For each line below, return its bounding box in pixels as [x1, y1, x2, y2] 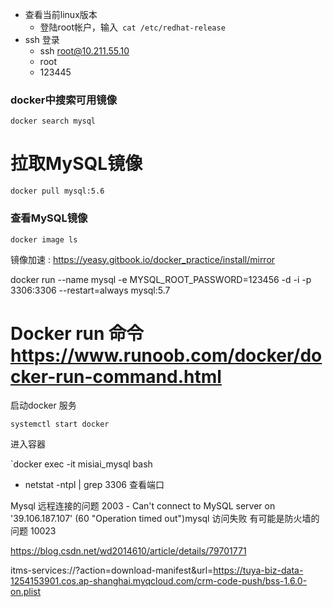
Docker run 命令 [10, 322, 145, 345]
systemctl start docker [10, 419, 110, 430]
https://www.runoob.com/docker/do [10, 344, 323, 367]
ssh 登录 [24, 34, 60, 45]
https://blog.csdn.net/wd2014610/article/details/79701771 [10, 545, 247, 557]
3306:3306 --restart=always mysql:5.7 [10, 284, 171, 296]
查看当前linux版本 [24, 9, 98, 20]
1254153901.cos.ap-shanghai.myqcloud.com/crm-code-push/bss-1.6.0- [10, 575, 308, 587]
